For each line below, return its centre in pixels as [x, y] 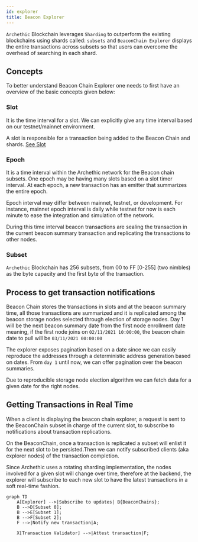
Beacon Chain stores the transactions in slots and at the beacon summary [96, 307]
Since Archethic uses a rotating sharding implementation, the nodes [89, 467]
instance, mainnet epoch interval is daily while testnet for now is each [91, 209]
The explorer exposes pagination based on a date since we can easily [91, 350]
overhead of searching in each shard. [52, 53]
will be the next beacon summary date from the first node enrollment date [96, 325]
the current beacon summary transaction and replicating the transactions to [98, 233]
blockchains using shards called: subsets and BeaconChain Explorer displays [99, 40]
